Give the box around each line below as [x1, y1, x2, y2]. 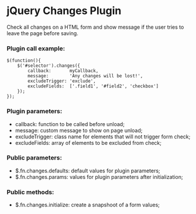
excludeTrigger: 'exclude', [27, 78, 96, 84]
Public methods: [6, 188, 54, 196]
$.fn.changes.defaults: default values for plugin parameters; [15, 167, 160, 174]
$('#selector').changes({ [17, 63, 81, 69]
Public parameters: [6, 154, 62, 162]
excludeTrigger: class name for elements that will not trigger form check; [15, 133, 191, 140]
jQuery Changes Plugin [6, 4, 122, 18]
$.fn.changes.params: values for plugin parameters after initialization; [15, 173, 183, 180]
